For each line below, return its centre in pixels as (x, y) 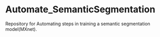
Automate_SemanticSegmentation (80, 10)
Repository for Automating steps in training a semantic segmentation (78, 24)
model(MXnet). (21, 29)
